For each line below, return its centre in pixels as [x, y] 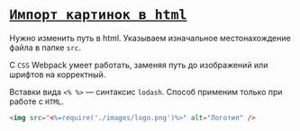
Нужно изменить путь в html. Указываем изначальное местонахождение [150, 38]
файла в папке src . [45, 48]
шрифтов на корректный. [58, 74]
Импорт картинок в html [98, 15]
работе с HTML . [37, 101]
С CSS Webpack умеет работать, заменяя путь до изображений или [139, 65]
